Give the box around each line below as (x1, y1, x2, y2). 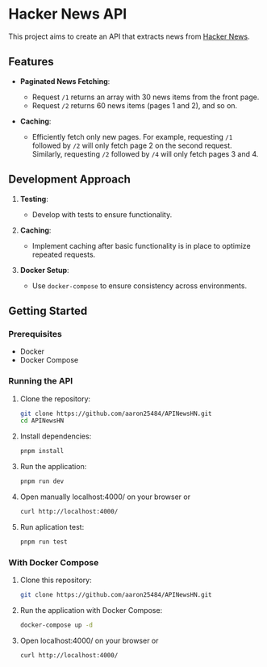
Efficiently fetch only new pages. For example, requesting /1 (31, 132, 233, 141)
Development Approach (8, 173, 131, 187)
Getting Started (8, 304, 88, 317)
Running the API (8, 375, 73, 387)
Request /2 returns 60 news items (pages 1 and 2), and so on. (31, 100, 238, 110)
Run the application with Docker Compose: (19, 605, 163, 615)
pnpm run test (19, 538, 68, 546)
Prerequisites (8, 328, 62, 339)
